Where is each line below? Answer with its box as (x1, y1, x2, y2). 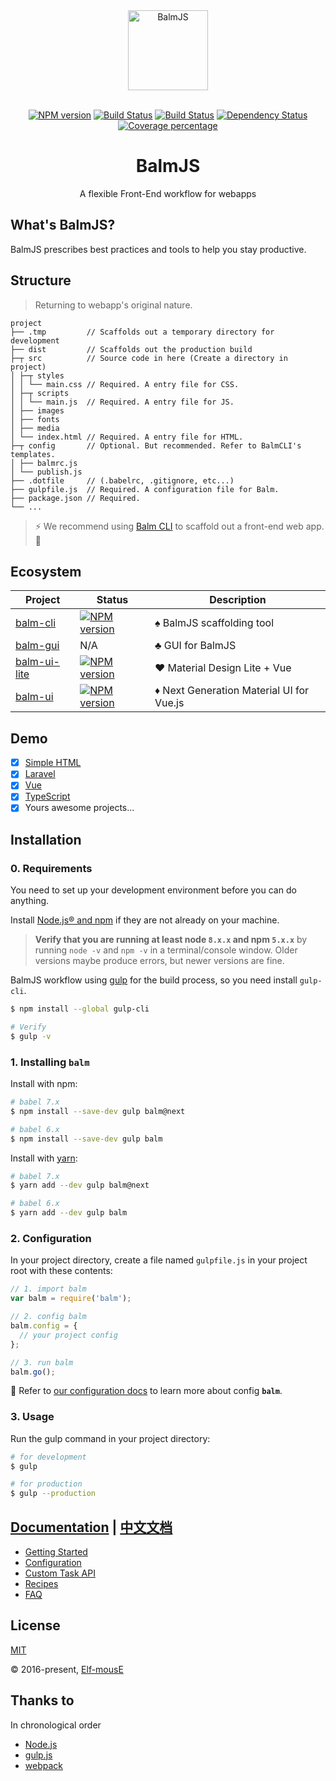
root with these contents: (10, 1265, 113, 1277)
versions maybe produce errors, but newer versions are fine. (34, 955, 285, 967)
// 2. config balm (10, 1312, 87, 1322)
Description (209, 593, 267, 607)
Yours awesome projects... (24, 802, 135, 814)
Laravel (24, 768, 56, 780)
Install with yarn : (10, 1152, 78, 1164)
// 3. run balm (10, 1357, 74, 1368)
